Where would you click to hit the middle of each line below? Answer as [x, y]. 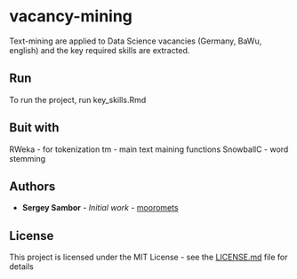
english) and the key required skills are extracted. [100, 50]
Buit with [34, 128]
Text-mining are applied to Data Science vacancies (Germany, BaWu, [136, 41]
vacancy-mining [71, 16]
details [21, 267]
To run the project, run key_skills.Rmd [78, 100]
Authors [32, 186]
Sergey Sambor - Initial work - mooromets [100, 208]
